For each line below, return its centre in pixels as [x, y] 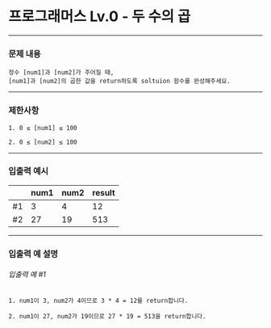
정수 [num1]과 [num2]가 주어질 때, [61, 73]
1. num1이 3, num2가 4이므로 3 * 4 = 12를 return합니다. [98, 301]
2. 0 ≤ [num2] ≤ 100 [43, 142]
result [104, 192]
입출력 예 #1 [27, 275]
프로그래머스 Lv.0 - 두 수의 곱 [100, 17]
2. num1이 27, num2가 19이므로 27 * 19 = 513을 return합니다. [107, 316]
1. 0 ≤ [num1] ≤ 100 [43, 128]
